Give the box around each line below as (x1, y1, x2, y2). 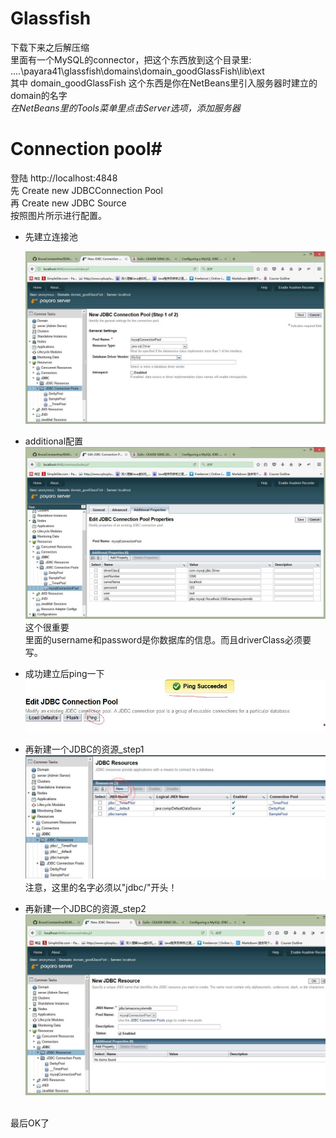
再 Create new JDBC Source (10, 197, 127, 209)
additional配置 (24, 435, 84, 447)
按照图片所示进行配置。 (10, 209, 107, 221)
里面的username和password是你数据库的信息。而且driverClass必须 (24, 634, 303, 646)
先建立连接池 (24, 230, 78, 242)
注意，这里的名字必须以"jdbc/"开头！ (24, 882, 178, 894)
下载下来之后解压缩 (10, 41, 90, 53)
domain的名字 (10, 89, 68, 101)
